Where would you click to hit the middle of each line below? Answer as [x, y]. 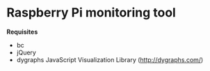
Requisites [22, 32]
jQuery [26, 52]
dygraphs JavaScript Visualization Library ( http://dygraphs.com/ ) [110, 59]
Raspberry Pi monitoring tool [91, 13]
